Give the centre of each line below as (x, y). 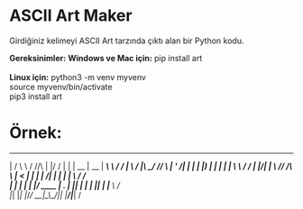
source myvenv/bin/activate (61, 86)
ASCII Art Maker (71, 16)
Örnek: (36, 133)
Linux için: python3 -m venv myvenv (78, 77)
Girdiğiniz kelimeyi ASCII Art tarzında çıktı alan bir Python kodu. (127, 41)
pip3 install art (36, 96)
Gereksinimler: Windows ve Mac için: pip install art (106, 58)
